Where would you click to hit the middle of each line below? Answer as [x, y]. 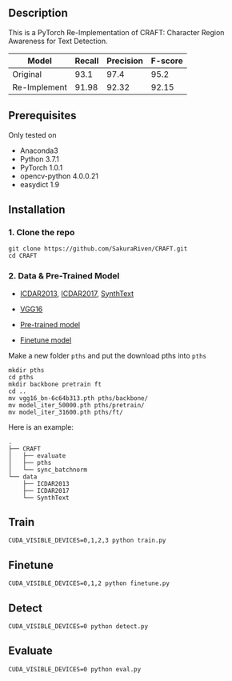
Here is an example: [41, 427]
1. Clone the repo [42, 232]
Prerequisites [42, 116]
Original [27, 74]
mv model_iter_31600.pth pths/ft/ [66, 412]
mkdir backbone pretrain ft [55, 384]
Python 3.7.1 [40, 158]
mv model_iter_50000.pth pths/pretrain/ [77, 405]
